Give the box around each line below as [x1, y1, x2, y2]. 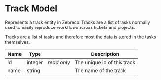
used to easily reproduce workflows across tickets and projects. [5, 24, 136, 30]
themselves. [5, 39, 30, 45]
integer [26, 59, 43, 66]
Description [91, 51, 120, 57]
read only [47, 59, 70, 66]
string [26, 67, 40, 74]
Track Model [5, 3, 58, 14]
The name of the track [75, 67, 126, 74]
